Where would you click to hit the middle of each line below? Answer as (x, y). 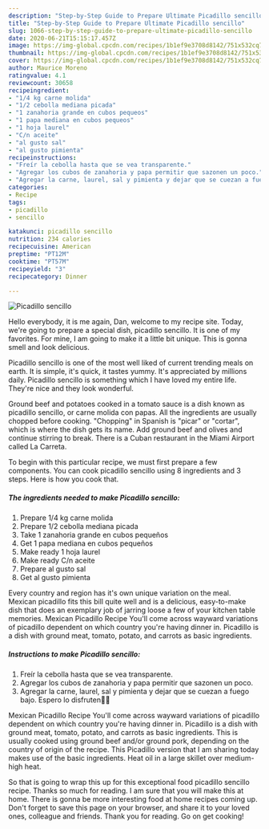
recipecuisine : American (50, 247)
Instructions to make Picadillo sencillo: (74, 654)
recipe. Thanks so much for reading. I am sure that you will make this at (126, 790)
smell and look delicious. (49, 347)
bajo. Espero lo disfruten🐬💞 (65, 700)
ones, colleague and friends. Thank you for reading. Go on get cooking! (126, 816)
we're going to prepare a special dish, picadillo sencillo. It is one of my (124, 331)
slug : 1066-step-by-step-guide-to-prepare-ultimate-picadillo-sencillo (130, 30)
